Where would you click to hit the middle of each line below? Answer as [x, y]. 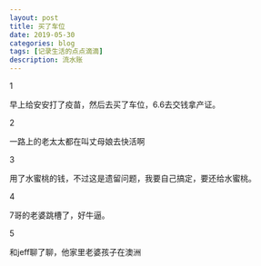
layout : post [34, 18]
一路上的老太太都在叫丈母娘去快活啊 [77, 141]
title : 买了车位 [37, 26]
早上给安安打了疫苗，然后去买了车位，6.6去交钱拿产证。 [115, 104]
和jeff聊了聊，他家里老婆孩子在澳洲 [75, 252]
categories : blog [42, 43]
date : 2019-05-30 [42, 34]
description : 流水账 [46, 60]
